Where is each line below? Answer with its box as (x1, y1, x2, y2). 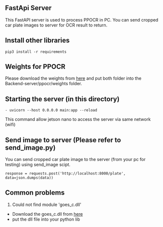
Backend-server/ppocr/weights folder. (5, 81, 82, 87)
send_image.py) (5, 143, 56, 152)
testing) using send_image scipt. (5, 161, 71, 168)
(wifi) (5, 122, 16, 128)
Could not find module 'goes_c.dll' (12, 202, 82, 207)
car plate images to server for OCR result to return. (5, 22, 108, 28)
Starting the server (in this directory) (5, 95, 120, 103)
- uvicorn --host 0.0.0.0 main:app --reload (5, 108, 97, 113)
